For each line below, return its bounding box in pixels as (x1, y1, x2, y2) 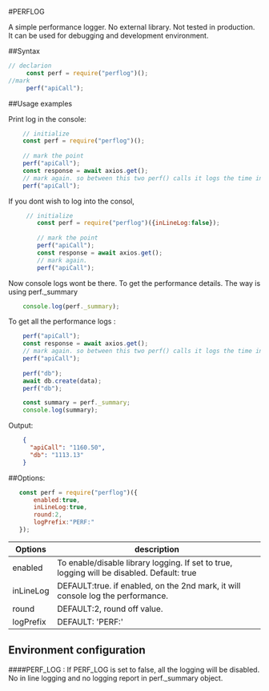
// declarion (8, 62, 52, 70)
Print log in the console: (8, 114, 86, 123)
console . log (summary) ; (22, 406, 98, 415)
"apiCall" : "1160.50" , (29, 444, 106, 452)
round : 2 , (33, 511, 62, 519)
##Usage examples (8, 98, 73, 108)
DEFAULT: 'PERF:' (57, 616, 124, 627)
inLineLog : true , (33, 504, 88, 512)
